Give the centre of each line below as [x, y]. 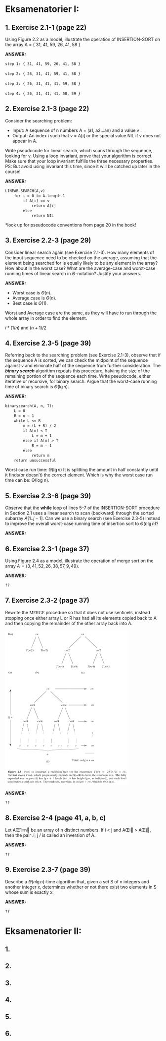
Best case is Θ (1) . [30, 303]
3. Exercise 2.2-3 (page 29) [48, 241]
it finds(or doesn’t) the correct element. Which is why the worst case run [79, 475]
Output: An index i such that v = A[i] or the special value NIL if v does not [86, 135]
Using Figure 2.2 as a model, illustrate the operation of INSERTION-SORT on [83, 39]
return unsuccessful [35, 461]
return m [41, 456]
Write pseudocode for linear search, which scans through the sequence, [79, 150]
